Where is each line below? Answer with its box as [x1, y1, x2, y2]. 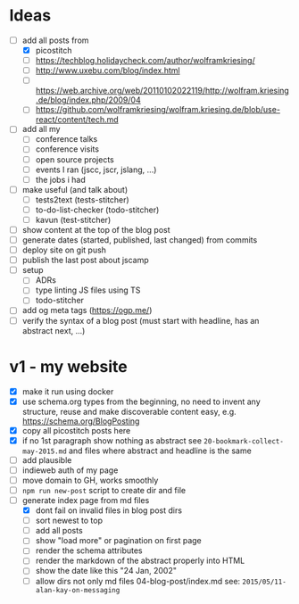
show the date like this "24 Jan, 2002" [35, 566, 177, 576]
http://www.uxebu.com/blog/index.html [35, 65, 180, 76]
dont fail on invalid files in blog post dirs [35, 505, 183, 516]
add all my [21, 124, 61, 135]
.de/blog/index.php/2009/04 [35, 95, 141, 105]
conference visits [35, 144, 100, 154]
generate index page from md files [21, 495, 150, 505]
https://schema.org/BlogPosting [21, 416, 140, 426]
